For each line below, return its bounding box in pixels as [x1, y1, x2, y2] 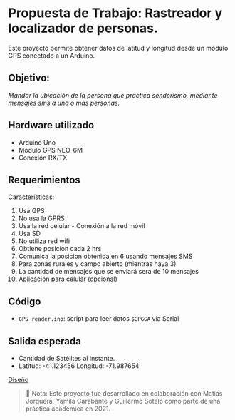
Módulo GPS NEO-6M [18, 145, 83, 154]
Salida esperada [8, 335, 81, 347]
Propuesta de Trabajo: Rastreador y [8, 5, 223, 21]
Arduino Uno [18, 138, 56, 147]
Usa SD [18, 230, 41, 238]
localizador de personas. [8, 20, 159, 36]
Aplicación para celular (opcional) [18, 275, 118, 283]
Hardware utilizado [8, 119, 95, 131]
